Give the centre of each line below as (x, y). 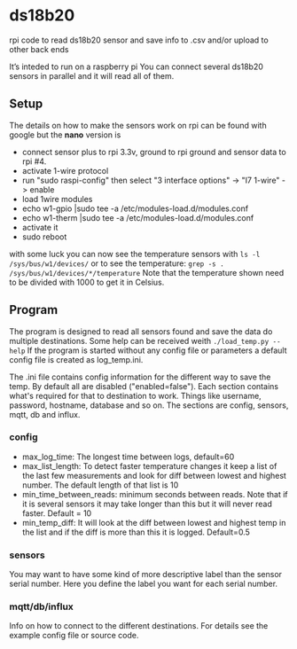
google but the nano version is (65, 135)
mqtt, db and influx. (45, 414)
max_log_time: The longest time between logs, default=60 (128, 457)
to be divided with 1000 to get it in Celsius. (87, 282)
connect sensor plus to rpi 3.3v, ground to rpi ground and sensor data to (154, 152)
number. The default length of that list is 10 (100, 485)
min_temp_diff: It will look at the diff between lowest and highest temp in (154, 522)
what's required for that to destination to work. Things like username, (135, 395)
